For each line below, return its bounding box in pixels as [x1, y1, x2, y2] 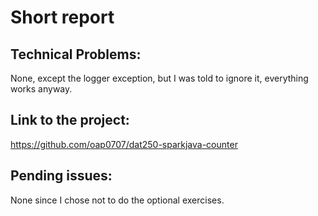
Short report [10, 6, 115, 29]
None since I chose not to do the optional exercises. [10, 194, 225, 206]
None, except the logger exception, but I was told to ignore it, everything [10, 72, 309, 84]
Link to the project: [10, 112, 130, 129]
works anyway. [10, 83, 73, 95]
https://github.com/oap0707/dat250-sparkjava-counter [10, 138, 238, 150]
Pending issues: [10, 167, 113, 185]
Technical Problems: [10, 46, 142, 63]
